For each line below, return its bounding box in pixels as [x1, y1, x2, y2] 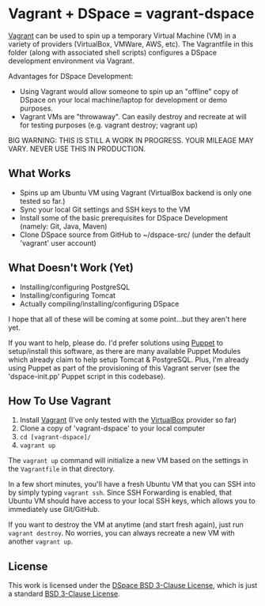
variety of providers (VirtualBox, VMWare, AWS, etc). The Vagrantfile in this [8, 39, 254, 48]
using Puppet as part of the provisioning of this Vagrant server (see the [8, 363, 240, 372]
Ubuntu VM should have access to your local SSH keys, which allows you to [8, 496, 256, 506]
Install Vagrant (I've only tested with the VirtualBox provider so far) [19, 416, 237, 425]
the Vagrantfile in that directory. [8, 464, 115, 474]
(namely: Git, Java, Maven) [19, 221, 108, 231]
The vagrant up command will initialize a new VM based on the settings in [8, 456, 249, 465]
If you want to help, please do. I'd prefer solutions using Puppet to [8, 337, 224, 348]
